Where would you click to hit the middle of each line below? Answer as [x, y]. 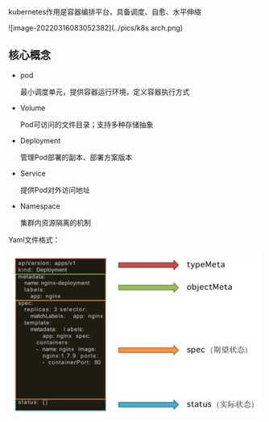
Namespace [40, 206]
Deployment [40, 140]
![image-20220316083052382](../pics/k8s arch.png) [96, 28]
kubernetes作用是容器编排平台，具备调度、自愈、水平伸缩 [105, 12]
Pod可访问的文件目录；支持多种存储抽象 [87, 124]
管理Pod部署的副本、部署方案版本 [76, 157]
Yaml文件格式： [34, 239]
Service [33, 173]
